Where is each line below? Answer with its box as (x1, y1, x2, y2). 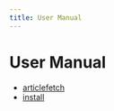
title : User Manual (9, 13, 83, 23)
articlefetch (22, 82, 66, 93)
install (22, 91, 45, 102)
